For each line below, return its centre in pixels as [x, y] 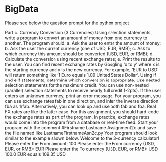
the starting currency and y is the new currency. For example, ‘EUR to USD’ [82, 69]
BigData [22, 9]
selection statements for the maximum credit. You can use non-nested [77, 85]
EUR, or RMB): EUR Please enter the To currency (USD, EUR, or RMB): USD [82, 149]
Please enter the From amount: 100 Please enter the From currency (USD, [80, 143]
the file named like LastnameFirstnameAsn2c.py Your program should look [81, 133]
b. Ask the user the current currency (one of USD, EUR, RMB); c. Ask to [78, 48]
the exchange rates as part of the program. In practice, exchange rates [77, 117]
